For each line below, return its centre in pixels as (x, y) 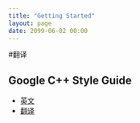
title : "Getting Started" (51, 16)
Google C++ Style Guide (70, 80)
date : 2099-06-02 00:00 (48, 31)
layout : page (30, 23)
